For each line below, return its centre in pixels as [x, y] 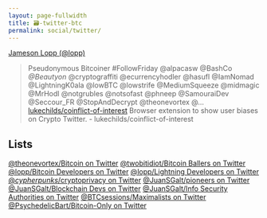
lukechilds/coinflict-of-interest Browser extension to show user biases [143, 111]
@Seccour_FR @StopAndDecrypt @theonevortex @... [116, 102]
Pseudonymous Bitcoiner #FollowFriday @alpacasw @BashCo [130, 68]
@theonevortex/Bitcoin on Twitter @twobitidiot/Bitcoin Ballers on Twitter [127, 163]
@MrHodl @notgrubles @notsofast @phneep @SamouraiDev [128, 94]
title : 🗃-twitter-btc [45, 23]
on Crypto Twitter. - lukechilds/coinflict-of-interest [110, 119]
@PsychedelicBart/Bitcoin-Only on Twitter [78, 206]
